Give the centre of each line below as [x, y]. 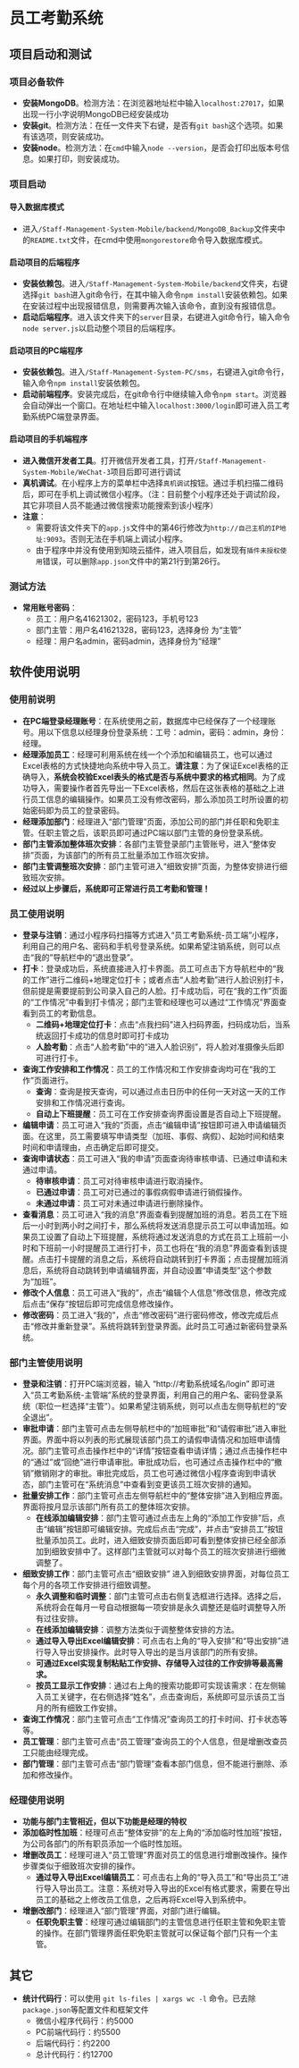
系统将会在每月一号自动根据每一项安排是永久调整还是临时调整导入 [157, 1608]
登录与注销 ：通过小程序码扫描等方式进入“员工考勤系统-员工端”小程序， [153, 934]
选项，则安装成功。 [73, 136]
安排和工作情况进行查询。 [83, 1102]
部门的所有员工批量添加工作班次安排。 [143, 855]
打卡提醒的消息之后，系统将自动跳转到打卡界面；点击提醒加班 [167, 1259]
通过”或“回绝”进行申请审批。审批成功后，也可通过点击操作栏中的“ [154, 1462]
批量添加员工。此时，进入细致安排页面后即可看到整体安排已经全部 [157, 1540]
